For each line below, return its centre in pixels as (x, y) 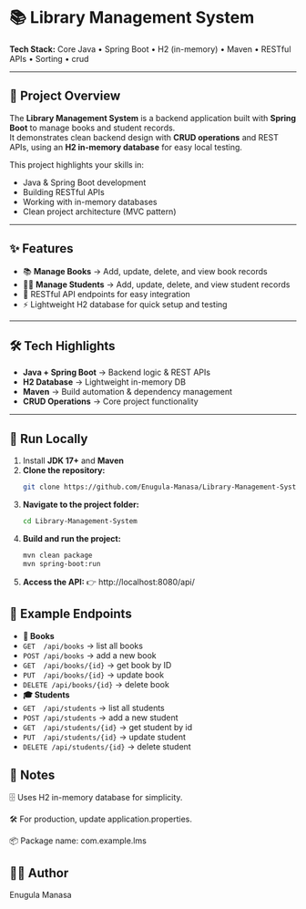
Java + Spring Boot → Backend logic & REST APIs (117, 372)
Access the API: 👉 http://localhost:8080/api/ (109, 582)
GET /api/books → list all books (83, 646)
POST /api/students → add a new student (101, 718)
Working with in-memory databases (90, 201)
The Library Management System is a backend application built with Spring (153, 118)
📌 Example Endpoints (71, 614)
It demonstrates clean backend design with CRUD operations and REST (144, 137)
